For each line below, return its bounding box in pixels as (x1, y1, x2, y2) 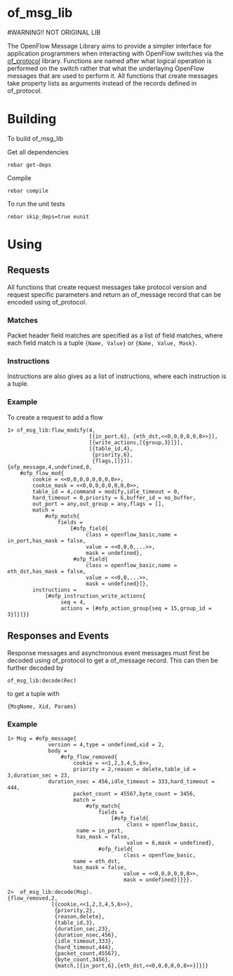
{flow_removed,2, (7, 895, 58, 902)
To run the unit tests (7, 199, 65, 208)
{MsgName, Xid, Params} (7, 703, 77, 710)
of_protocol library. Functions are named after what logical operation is (7, 56, 212, 65)
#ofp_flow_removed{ (60, 753, 118, 761)
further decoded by (7, 663, 64, 671)
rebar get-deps (7, 161, 52, 168)
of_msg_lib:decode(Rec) (7, 677, 77, 684)
